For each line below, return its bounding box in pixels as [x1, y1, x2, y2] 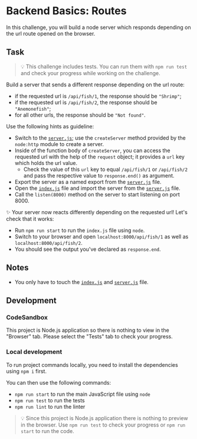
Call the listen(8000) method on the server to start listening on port [14, 191, 180, 198]
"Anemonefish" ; [14, 105, 51, 112]
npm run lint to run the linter [14, 403, 86, 410]
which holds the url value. [14, 159, 78, 166]
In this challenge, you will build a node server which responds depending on [6, 24, 191, 31]
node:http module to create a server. [14, 140, 104, 147]
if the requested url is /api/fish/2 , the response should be [14, 99, 157, 106]
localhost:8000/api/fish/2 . [14, 239, 83, 246]
